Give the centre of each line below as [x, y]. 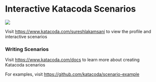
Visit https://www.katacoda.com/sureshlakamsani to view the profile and [78, 31]
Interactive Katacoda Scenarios [70, 9]
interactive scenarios [26, 36]
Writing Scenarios [27, 49]
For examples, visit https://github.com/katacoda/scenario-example [72, 74]
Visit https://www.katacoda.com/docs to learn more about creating [72, 60]
